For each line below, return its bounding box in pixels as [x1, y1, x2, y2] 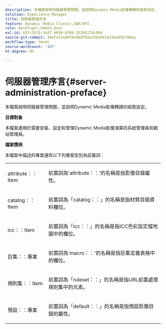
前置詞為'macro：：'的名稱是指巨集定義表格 [48, 250, 151, 257]
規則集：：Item [7, 280, 43, 287]
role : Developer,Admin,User [5, 26, 63, 31]
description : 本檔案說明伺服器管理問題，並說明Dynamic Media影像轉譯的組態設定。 [5, 7, 159, 12]
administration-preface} [5, 87, 107, 98]
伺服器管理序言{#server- [5, 76, 107, 87]
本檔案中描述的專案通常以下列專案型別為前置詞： [5, 152, 105, 158]
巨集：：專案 [7, 254, 38, 261]
